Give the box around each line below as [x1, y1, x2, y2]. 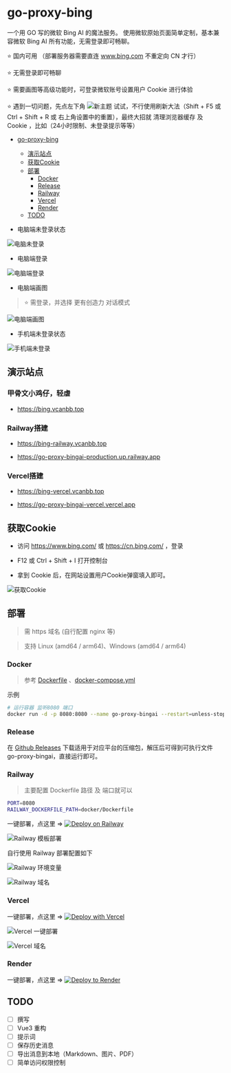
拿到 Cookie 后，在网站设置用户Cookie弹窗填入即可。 [16, 571, 170, 580]
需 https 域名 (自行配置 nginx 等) [23, 627, 115, 635]
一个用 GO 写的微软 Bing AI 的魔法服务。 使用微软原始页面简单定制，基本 [7, 28, 214, 36]
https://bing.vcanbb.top [16, 405, 85, 413]
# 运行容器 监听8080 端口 [7, 704, 74, 712]
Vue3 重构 [16, 1023, 47, 1032]
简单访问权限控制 [16, 1058, 66, 1066]
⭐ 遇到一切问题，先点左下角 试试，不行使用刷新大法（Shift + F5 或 [7, 102, 221, 110]
